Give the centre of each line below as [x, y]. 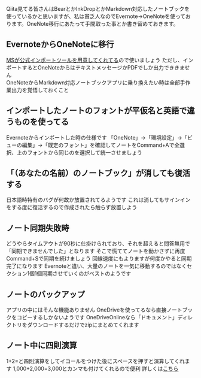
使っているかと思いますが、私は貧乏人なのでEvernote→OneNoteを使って [96, 16]
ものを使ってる [41, 122]
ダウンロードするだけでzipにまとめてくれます [83, 325]
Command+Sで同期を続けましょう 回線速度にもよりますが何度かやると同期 [99, 259]
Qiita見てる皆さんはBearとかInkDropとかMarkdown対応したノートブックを [98, 9]
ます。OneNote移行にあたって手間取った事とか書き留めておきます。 [95, 24]
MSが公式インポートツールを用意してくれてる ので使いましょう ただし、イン [100, 60]
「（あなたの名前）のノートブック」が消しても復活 [98, 173]
